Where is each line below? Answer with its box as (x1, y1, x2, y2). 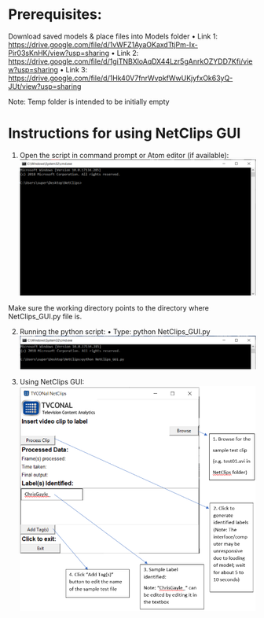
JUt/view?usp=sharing (8, 81, 82, 91)
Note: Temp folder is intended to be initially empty (8, 97, 170, 106)
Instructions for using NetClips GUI (8, 124, 241, 142)
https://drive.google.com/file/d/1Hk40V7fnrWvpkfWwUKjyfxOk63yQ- (8, 73, 233, 83)
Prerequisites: (8, 6, 102, 24)
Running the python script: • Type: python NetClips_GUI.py (19, 326, 211, 336)
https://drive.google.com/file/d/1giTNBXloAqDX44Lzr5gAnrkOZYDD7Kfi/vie (8, 57, 253, 66)
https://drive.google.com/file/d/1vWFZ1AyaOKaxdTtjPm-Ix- (8, 39, 199, 49)
